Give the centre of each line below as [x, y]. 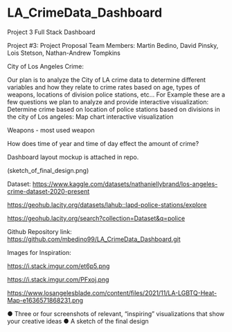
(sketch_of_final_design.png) [48, 170]
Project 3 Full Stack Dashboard [51, 32]
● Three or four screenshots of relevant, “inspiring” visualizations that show [116, 313]
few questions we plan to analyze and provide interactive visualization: [108, 101]
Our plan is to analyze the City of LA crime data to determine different [107, 80]
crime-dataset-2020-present [48, 191]
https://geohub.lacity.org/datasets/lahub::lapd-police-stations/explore [107, 205]
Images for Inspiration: [39, 252]
